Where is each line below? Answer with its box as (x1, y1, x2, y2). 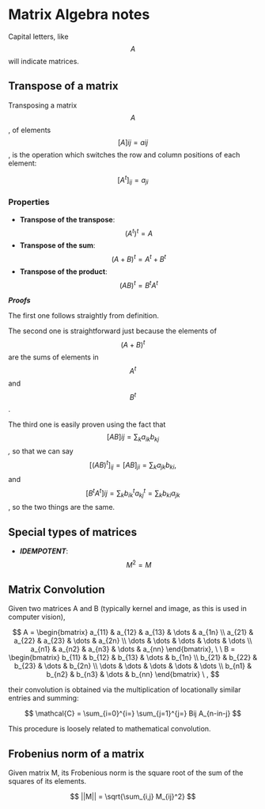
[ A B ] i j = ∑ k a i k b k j (106, 432, 160, 444)
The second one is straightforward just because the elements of (8, 326, 218, 336)
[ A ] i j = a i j (117, 137, 149, 147)
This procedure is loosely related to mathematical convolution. (8, 724, 211, 734)
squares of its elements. (8, 777, 87, 786)
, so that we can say (8, 446, 74, 456)
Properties (8, 196, 50, 207)
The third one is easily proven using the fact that (8, 420, 166, 429)
